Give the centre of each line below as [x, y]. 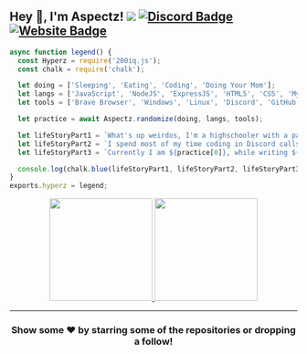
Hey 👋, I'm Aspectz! [67, 17]
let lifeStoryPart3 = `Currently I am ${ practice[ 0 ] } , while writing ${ [159, 152]
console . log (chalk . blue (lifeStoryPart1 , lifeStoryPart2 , [128, 169]
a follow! [153, 341]
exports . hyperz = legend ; [58, 186]
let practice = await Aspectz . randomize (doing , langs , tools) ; [140, 120]
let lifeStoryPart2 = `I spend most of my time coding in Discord [147, 144]
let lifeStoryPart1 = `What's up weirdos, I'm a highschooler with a [153, 135]
